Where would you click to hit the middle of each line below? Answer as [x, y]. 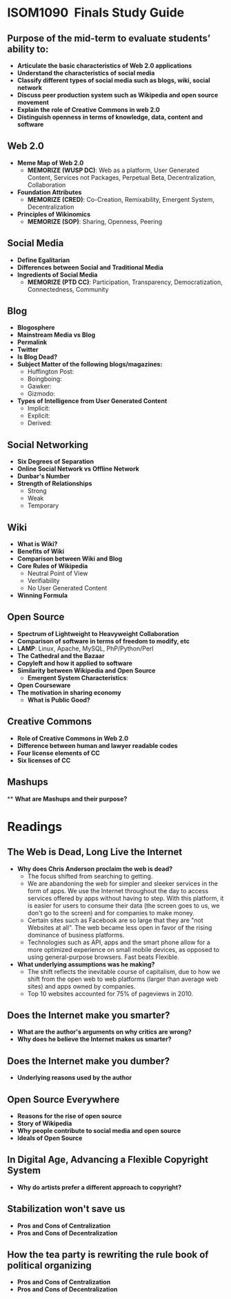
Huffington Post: [51, 372]
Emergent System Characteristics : [78, 677]
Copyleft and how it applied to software [75, 663]
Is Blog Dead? [37, 357]
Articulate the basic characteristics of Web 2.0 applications [104, 66]
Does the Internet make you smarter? [89, 1015]
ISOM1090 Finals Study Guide [96, 13]
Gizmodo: [41, 394]
